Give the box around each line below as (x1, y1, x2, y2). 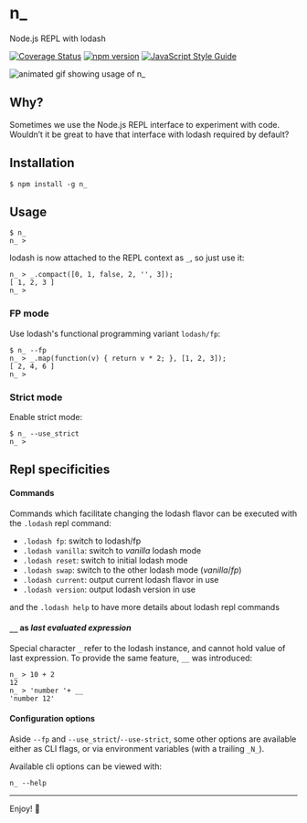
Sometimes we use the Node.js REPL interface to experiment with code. (9, 119, 281, 130)
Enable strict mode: (9, 411, 83, 422)
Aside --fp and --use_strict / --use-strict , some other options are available (9, 733, 297, 744)
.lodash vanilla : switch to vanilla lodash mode (22, 544, 202, 555)
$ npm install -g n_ (9, 179, 89, 189)
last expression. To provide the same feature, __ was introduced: (9, 652, 253, 663)
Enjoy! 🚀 (9, 803, 41, 814)
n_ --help (9, 778, 48, 787)
